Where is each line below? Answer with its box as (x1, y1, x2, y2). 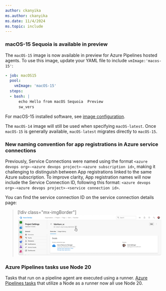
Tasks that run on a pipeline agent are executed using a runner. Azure (5, 275, 148, 281)
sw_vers (18, 104, 35, 109)
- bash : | (9, 94, 30, 99)
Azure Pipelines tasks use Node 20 (5, 264, 91, 271)
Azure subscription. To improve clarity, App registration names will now (5, 174, 151, 180)
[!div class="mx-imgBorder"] (17, 209, 77, 215)
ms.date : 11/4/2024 (5, 18, 46, 23)
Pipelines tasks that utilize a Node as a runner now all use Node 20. (5, 280, 143, 286)
